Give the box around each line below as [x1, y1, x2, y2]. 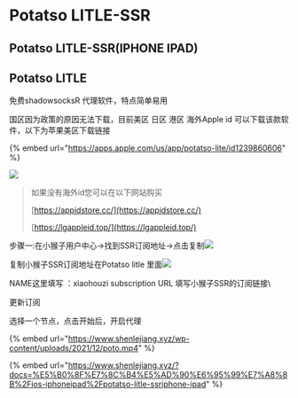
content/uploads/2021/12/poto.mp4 [9, 343, 139, 354]
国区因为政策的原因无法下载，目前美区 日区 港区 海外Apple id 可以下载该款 [9, 114, 282, 125]
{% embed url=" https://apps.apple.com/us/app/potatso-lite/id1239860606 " [9, 143, 286, 153]
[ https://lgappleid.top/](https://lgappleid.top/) [30, 222, 197, 233]
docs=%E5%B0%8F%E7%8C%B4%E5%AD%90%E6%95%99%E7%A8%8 [9, 370, 288, 380]
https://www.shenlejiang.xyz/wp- [67, 333, 191, 344]
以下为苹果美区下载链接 [24, 125, 111, 136]
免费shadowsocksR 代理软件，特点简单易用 [9, 95, 169, 106]
